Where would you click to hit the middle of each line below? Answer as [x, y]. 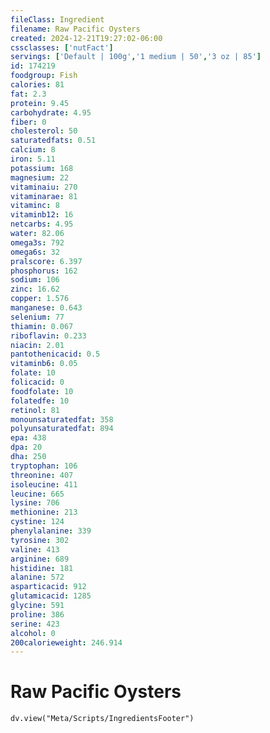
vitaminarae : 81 [44, 196]
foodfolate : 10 [42, 391]
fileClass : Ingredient [57, 19]
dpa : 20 [26, 447]
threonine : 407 [42, 475]
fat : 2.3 [28, 94]
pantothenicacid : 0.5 [55, 354]
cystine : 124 [37, 522]
